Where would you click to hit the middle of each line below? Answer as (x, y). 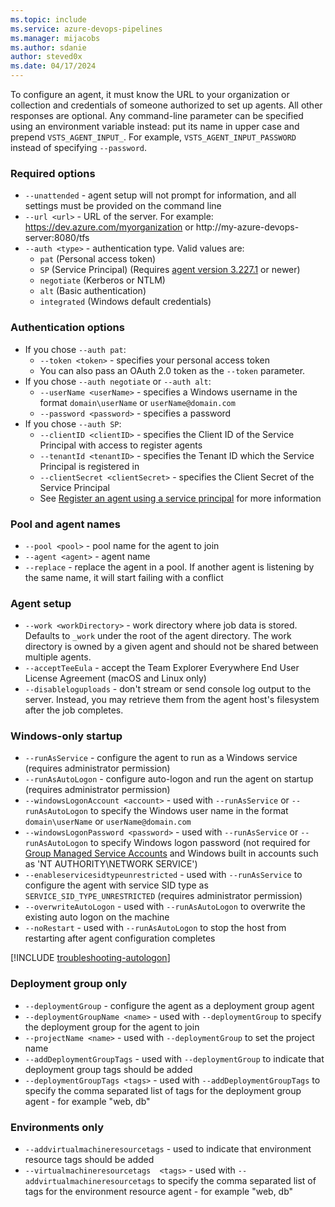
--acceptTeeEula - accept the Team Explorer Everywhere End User (162, 668)
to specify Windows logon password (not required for (200, 843)
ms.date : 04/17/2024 (53, 66)
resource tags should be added (89, 1160)
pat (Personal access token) (98, 259)
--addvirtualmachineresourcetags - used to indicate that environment (168, 1149)
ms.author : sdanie (48, 47)
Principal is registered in (89, 466)
